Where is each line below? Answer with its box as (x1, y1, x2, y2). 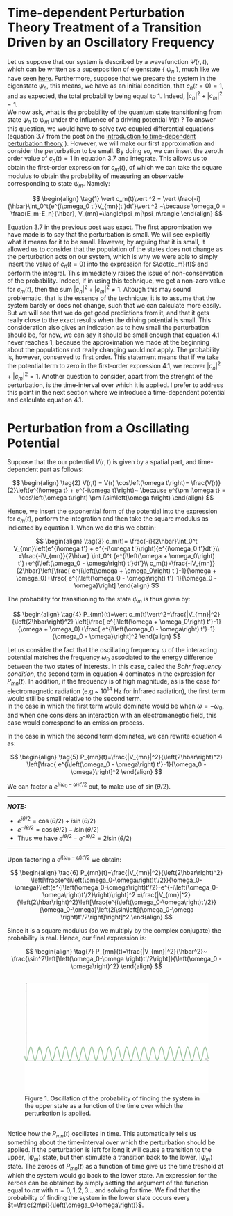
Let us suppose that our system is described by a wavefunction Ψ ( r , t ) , (7, 57, 209, 65)
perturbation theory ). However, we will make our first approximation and (7, 139, 215, 148)
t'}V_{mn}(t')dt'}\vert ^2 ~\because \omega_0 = (91, 202, 226, 210)
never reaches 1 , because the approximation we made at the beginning (7, 338, 210, 347)
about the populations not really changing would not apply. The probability (7, 346, 220, 354)
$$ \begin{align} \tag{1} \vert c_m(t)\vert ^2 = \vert (32, 195, 177, 203)
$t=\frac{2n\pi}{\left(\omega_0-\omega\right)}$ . (7, 1201, 144, 1209)
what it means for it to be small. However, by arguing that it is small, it (7, 238, 205, 246)
